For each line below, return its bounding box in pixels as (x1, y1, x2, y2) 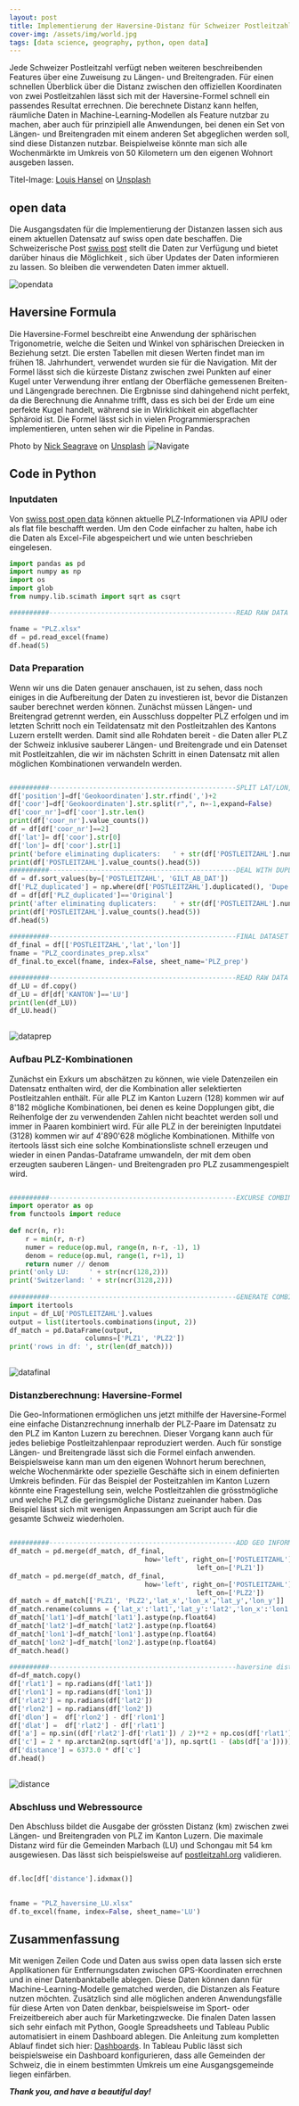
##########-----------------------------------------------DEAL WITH (9, 866, 273, 875)
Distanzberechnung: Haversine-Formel (9, 1388, 182, 1401)
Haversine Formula (9, 305, 117, 320)
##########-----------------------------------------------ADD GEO (9, 1539, 265, 1548)
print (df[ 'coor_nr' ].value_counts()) (9, 817, 149, 826)
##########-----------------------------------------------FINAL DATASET (9, 933, 289, 942)
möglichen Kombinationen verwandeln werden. (9, 758, 182, 769)
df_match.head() (9, 1646, 69, 1655)
